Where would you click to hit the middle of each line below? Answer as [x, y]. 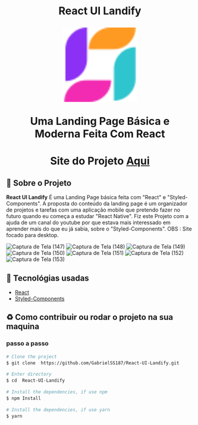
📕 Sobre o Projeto [39, 183]
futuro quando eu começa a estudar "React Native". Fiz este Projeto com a [98, 216]
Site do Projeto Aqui [100, 161]
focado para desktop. [32, 235]
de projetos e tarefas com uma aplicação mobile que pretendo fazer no [93, 210]
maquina [23, 327]
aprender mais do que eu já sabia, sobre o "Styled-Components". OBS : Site [99, 229]
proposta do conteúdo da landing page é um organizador [117, 204]
